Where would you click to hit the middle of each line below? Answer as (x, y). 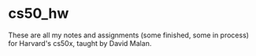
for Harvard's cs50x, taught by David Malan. (80, 43)
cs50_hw (39, 14)
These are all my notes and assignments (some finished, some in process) (129, 35)
